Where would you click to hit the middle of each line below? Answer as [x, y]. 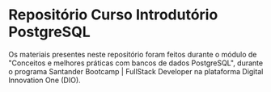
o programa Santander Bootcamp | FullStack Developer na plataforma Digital [136, 71]
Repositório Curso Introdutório [113, 15]
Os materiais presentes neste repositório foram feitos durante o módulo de [133, 54]
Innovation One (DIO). [44, 80]
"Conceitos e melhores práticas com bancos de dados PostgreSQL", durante [136, 63]
